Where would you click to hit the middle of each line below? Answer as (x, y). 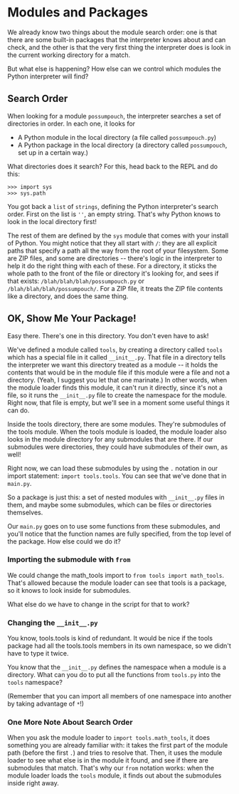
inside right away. (33, 783)
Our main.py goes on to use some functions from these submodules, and (114, 526)
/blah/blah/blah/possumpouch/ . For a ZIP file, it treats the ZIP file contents (115, 288)
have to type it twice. (38, 653)
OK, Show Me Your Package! (72, 319)
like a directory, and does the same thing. (68, 296)
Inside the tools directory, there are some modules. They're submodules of (117, 424)
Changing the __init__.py (53, 623)
